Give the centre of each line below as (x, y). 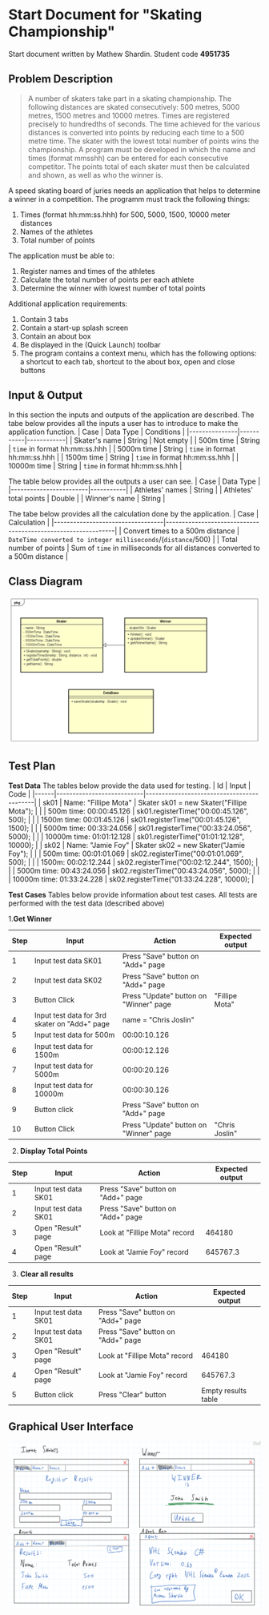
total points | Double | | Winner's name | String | (87, 498)
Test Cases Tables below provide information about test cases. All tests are (133, 894)
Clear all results (46, 1274)
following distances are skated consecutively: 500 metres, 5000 (134, 106)
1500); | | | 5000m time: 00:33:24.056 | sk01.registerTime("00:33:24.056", (130, 828)
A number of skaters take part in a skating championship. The (130, 98)
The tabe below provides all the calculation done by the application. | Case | (133, 513)
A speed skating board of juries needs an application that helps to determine (134, 191)
